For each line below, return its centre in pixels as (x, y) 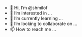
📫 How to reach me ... (33, 29)
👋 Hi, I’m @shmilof (29, 8)
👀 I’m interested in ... (31, 13)
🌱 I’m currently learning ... (36, 18)
